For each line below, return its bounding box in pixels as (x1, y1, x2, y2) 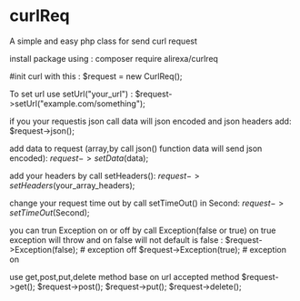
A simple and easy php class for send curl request (9, 35, 198, 46)
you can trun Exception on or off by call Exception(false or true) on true (9, 225, 276, 236)
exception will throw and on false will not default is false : (9, 234, 224, 246)
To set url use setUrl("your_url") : (9, 88, 134, 99)
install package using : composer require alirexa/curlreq (9, 53, 218, 64)
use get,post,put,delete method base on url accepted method (9, 271, 240, 282)
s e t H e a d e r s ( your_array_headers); (9, 179, 135, 191)
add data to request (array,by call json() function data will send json (9, 143, 263, 154)
